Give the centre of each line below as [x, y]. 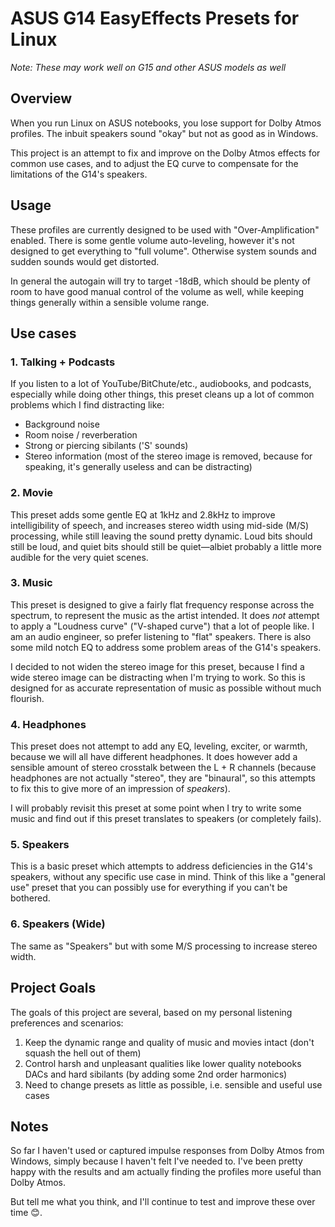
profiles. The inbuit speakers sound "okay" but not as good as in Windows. [164, 133]
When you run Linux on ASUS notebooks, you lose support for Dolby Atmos [166, 123]
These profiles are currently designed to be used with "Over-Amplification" [165, 229]
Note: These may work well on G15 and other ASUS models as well [148, 67]
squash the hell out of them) [83, 1053]
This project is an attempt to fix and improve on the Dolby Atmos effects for [165, 153]
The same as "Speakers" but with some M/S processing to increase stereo [164, 946]
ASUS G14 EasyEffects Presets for [155, 18]
